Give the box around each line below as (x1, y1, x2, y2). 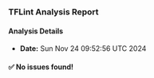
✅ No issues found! (8, 62, 74, 72)
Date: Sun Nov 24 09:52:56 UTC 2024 (19, 44, 147, 53)
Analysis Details (8, 26, 64, 36)
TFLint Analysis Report (8, 6, 99, 18)
